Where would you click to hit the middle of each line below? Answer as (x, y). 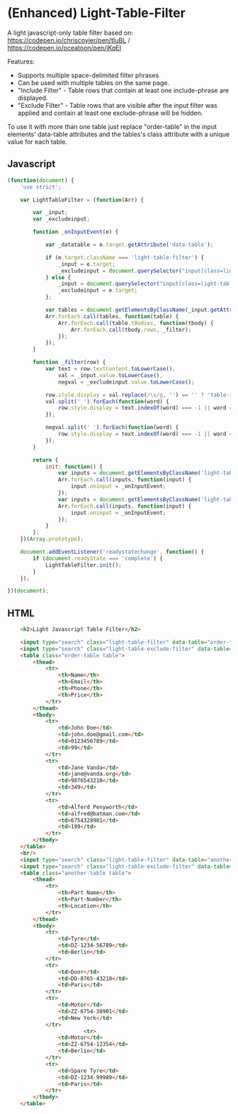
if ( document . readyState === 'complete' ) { (98, 558)
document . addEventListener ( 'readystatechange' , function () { (112, 552)
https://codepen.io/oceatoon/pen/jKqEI (64, 48)
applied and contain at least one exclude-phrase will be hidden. (110, 113)
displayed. (33, 98)
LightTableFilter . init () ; (83, 565)
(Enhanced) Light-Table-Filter (96, 13)
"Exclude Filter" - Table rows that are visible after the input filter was (117, 105)
